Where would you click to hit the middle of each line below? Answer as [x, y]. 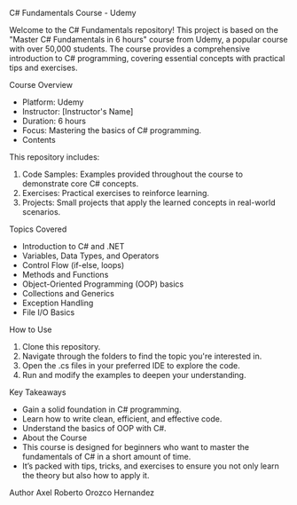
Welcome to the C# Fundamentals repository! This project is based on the [144, 30]
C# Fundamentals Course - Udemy [73, 13]
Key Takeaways [38, 392]
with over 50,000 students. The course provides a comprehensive [130, 49]
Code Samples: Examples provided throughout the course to [133, 174]
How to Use [31, 329]
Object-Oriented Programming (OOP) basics [103, 284]
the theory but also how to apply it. [86, 475]
